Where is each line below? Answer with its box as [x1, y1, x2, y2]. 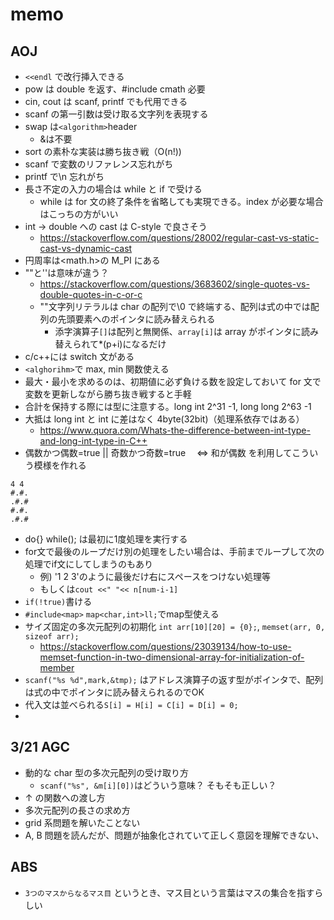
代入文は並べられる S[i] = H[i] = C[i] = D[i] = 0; [24, 699, 239, 710]
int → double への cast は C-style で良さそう [24, 221, 208, 232]
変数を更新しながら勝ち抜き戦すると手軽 [24, 388, 192, 400]
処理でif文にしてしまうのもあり [24, 558, 153, 570]
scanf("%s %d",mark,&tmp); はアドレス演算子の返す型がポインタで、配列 [24, 674, 324, 685]
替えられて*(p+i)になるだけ [54, 338, 167, 350]
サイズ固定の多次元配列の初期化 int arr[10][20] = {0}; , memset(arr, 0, [24, 621, 326, 632]
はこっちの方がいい [39, 208, 119, 220]
